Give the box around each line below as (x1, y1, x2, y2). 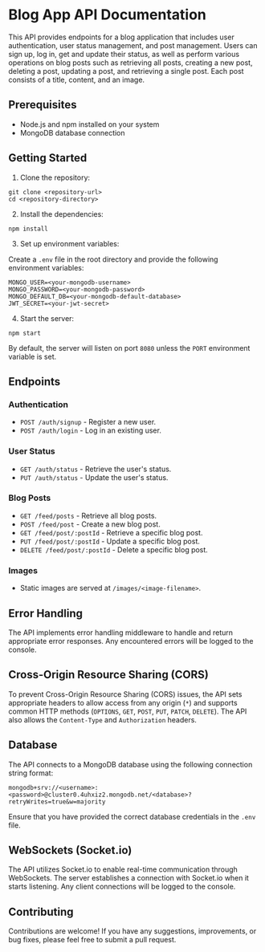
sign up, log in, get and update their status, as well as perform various (8, 49, 239, 59)
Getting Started (8, 151, 88, 165)
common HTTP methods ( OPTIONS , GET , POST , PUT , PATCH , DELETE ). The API (8, 706, 247, 716)
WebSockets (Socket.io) (8, 843, 132, 856)
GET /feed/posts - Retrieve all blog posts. (19, 511, 157, 520)
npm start (8, 329, 42, 337)
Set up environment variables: (19, 238, 120, 248)
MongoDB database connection (19, 128, 126, 137)
